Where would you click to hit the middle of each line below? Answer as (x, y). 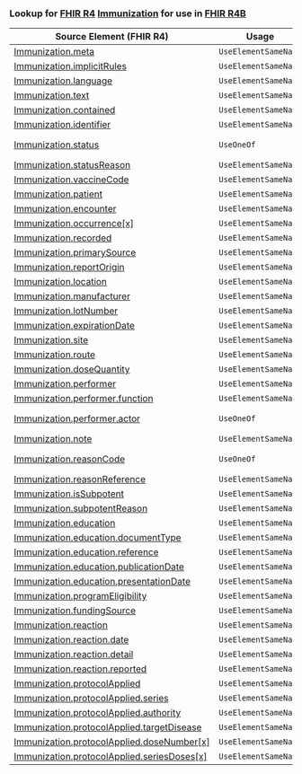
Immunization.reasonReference (80, 479)
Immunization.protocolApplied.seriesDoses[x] (111, 757)
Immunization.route (55, 355)
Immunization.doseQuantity (72, 369)
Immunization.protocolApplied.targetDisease (108, 727)
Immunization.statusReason (72, 165)
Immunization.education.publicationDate (99, 567)
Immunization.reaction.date (71, 640)
